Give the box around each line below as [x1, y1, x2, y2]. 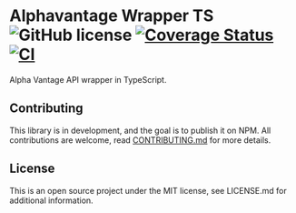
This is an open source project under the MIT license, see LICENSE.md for [9, 185, 288, 196]
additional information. [9, 195, 94, 206]
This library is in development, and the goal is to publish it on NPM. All [9, 125, 271, 136]
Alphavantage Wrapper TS [9, 5, 214, 26]
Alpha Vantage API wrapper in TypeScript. [9, 74, 167, 85]
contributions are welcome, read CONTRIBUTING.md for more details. [9, 134, 271, 146]
